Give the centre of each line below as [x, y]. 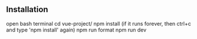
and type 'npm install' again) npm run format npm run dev [76, 30]
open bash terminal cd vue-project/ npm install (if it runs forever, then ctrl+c [99, 23]
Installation [27, 10]
